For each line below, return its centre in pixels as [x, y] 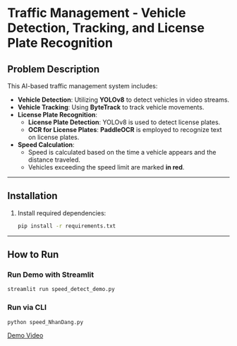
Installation [32, 196]
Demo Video [25, 335]
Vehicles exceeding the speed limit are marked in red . [106, 167]
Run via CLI [27, 307]
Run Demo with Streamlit [50, 275]
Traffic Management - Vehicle [97, 13]
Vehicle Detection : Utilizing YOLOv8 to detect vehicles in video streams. [123, 100]
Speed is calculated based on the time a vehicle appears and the [122, 152]
